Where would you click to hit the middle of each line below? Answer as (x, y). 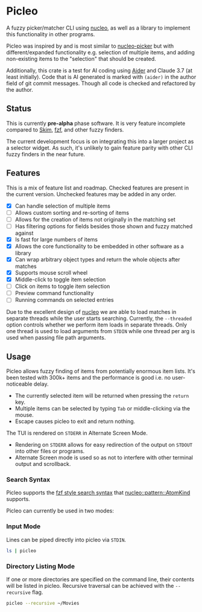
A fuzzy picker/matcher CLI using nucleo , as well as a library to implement (98, 28)
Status (19, 109)
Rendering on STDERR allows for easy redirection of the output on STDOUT (104, 445)
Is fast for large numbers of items (56, 239)
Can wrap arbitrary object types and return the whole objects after (98, 259)
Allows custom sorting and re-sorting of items (72, 212)
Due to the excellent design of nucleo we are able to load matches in (91, 312)
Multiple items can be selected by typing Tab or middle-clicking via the (103, 409)
